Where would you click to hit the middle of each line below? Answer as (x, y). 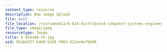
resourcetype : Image (27, 33)
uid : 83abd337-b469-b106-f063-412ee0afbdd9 (51, 42)
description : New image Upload (38, 14)
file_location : (21, 24)
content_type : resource (30, 10)
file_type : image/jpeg (29, 28)
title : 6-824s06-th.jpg (30, 38)
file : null (16, 19)
